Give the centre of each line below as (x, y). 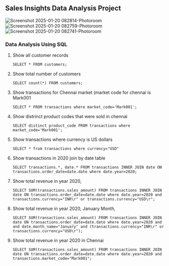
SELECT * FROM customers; (40, 65)
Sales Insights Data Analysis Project (63, 8)
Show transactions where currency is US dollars (62, 140)
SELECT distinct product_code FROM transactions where (71, 126)
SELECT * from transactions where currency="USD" (66, 149)
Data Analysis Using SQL (36, 44)
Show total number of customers (47, 74)
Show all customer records (40, 56)
